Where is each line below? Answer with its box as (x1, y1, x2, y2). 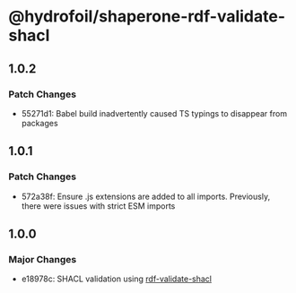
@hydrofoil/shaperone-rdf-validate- (8, 6, 286, 27)
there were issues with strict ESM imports (21, 200, 176, 211)
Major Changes (8, 253, 77, 265)
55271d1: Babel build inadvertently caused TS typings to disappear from (21, 108, 288, 118)
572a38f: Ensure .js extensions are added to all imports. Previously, (21, 191, 271, 202)
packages (21, 117, 59, 128)
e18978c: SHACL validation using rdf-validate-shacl (21, 273, 213, 284)
